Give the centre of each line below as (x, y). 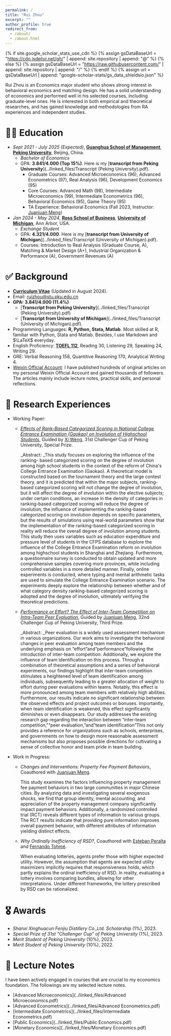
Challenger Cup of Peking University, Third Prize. (72, 623)
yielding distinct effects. (45, 831)
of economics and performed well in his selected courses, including (77, 96)
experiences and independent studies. (46, 112)
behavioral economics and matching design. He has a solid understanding (83, 90)
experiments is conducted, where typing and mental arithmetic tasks (92, 574)
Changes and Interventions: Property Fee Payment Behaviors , (86, 766)
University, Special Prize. (46, 445)
